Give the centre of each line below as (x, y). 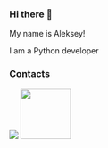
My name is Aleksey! (47, 34)
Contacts (30, 74)
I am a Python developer (54, 51)
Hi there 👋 (31, 14)
